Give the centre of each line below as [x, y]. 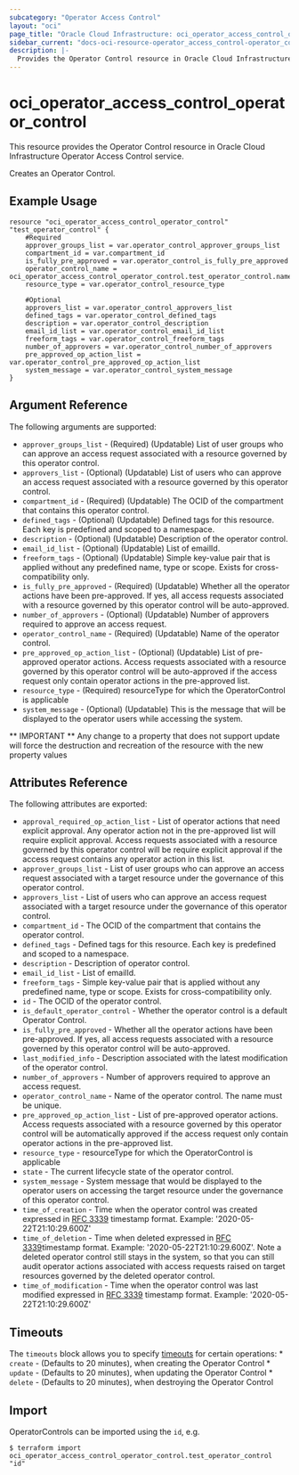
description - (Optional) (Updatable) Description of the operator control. [155, 538]
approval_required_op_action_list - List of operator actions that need [151, 822]
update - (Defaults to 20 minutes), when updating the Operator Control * [141, 1373]
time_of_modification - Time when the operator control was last [140, 1285]
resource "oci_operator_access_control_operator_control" [119, 222]
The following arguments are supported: [83, 426]
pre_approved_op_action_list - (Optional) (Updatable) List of [133, 652]
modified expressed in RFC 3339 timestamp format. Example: [135, 1295]
